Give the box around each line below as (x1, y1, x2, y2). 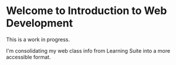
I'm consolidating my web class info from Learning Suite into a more (6, 47, 171, 54)
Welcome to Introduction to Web (6, 4, 167, 18)
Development (6, 16, 73, 30)
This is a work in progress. (6, 36, 70, 43)
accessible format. (6, 53, 51, 60)
